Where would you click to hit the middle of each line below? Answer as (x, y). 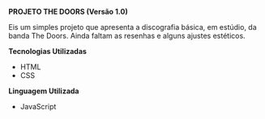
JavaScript (38, 107)
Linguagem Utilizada (44, 91)
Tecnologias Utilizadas (48, 51)
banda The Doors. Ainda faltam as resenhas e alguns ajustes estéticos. (127, 36)
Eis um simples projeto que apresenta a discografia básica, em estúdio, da (132, 27)
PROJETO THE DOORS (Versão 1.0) (68, 12)
